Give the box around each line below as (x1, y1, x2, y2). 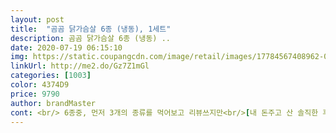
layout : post (10, 14, 65, 25)
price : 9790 (10, 89, 60, 99)
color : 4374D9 (10, 80, 70, 90)
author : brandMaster (10, 98, 97, 108)
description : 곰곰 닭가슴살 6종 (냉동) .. (10, 33, 171, 43)
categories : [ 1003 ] (10, 71, 92, 81)
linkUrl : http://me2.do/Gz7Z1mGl (10, 61, 150, 71)
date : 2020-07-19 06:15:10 (10, 42, 123, 53)
